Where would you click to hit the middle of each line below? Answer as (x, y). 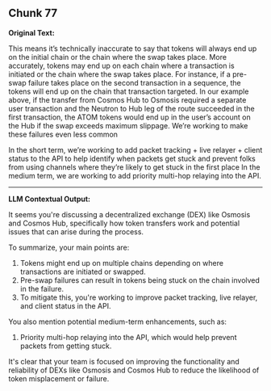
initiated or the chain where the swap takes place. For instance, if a (120, 74)
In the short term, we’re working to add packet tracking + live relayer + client (135, 149)
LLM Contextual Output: (50, 199)
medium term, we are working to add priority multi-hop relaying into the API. (135, 175)
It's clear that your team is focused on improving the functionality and (124, 361)
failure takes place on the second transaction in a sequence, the (135, 82)
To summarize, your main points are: (69, 247)
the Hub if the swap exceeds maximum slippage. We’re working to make (128, 125)
